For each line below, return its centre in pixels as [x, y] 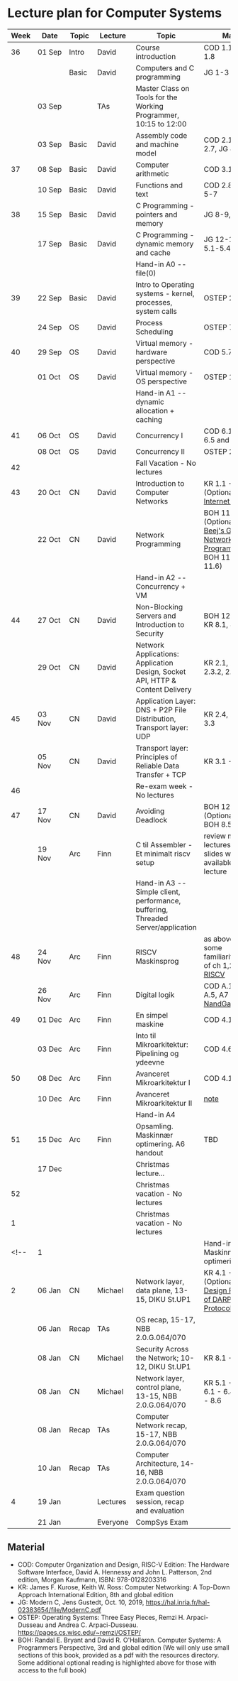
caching [149, 419]
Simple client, [158, 891]
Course [148, 48]
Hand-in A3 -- [161, 883]
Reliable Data [157, 766]
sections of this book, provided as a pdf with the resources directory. [118, 1655]
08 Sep [50, 169]
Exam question [160, 1493]
